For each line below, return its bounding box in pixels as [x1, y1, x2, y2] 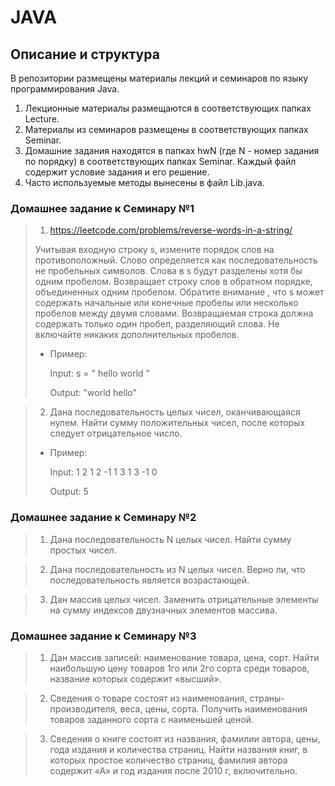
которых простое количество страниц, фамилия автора [49, 754, 288, 766]
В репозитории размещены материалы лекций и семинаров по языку [10, 72, 309, 84]
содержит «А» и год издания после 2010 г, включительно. [49, 764, 298, 776]
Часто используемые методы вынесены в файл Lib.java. [24, 177, 265, 188]
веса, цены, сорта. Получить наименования [119, 702, 308, 715]
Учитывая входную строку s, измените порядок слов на [34, 244, 275, 256]
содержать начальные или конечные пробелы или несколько [34, 297, 299, 309]
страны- [249, 692, 285, 704]
